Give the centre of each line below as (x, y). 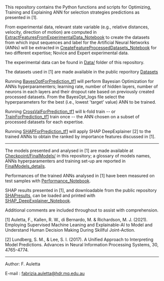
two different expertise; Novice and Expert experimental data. (67, 53)
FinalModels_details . (26, 166)
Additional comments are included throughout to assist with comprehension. (82, 210)
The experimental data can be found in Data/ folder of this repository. (75, 62)
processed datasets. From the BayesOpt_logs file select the (65, 97)
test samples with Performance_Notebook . (48, 181)
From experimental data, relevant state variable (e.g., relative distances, (77, 27)
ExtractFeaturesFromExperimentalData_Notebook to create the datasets (77, 37)
